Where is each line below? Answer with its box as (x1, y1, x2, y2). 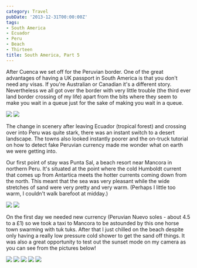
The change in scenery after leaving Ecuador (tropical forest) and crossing (6, 122, 186, 129)
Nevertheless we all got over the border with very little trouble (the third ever (6, 87, 191, 94)
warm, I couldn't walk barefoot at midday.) (6, 190, 108, 197)
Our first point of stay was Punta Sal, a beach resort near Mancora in (6, 159, 172, 166)
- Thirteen (6, 47, 33, 53)
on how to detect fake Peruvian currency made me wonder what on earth (6, 141, 184, 148)
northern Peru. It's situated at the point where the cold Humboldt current (6, 165, 182, 172)
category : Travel (6, 8, 49, 15)
